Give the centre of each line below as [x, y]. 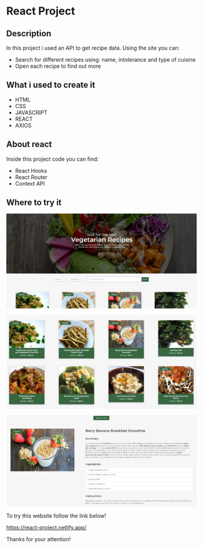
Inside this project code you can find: [53, 159]
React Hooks [31, 171]
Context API [30, 183]
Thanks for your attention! [39, 539]
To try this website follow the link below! [56, 516]
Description [29, 34]
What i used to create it [51, 85]
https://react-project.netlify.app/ [46, 527]
